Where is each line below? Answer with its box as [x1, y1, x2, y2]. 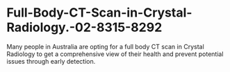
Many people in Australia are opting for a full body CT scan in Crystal [6, 42, 204, 51]
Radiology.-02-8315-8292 [6, 19, 163, 35]
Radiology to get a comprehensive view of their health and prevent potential [6, 50, 224, 58]
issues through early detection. [6, 57, 96, 65]
